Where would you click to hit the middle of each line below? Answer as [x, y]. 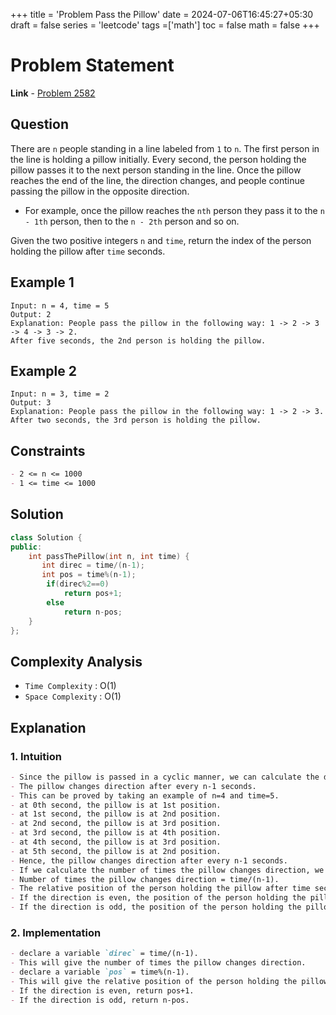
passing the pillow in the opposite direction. [100, 191]
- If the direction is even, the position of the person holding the [158, 898]
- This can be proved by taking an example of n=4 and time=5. [145, 795]
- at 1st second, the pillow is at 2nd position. [116, 814]
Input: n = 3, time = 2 [60, 394]
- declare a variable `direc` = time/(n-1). [104, 954]
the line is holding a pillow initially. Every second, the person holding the [158, 159]
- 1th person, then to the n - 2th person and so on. [132, 221]
